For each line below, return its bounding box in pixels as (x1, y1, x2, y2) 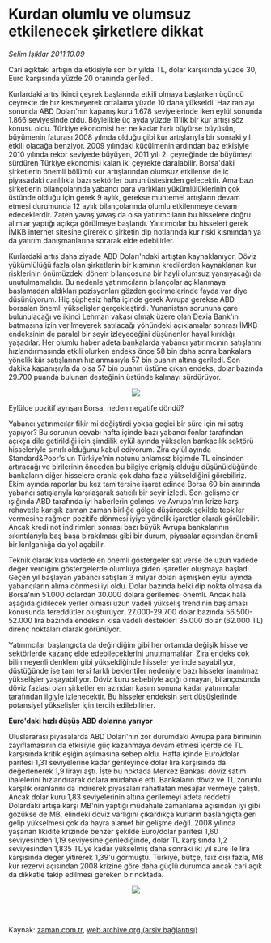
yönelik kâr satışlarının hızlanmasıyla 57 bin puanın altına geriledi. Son (8, 355, 241, 364)
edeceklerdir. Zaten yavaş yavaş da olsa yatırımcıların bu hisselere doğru (8, 209, 251, 219)
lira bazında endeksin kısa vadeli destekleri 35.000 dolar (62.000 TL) (33, 615, 264, 625)
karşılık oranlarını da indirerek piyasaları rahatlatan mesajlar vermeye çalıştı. (8, 783, 260, 793)
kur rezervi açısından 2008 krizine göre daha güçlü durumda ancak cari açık (8, 861, 263, 871)
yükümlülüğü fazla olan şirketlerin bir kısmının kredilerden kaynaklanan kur (8, 260, 257, 269)
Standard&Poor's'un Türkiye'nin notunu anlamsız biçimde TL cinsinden (8, 453, 244, 463)
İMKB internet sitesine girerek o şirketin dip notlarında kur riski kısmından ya (8, 226, 261, 236)
